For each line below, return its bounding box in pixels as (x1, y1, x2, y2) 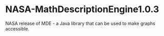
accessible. (5, 25, 30, 31)
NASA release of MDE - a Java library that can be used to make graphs (5, 20, 155, 26)
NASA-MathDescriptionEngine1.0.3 (5, 4, 159, 15)
